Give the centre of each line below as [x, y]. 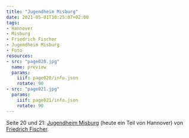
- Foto [14, 51]
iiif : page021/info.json [48, 100]
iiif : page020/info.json [48, 78]
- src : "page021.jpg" [33, 89]
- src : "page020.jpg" [33, 61]
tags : [13, 23]
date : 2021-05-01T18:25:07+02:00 [48, 17]
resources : [20, 56]
